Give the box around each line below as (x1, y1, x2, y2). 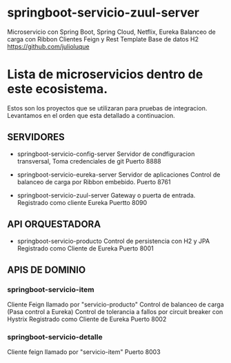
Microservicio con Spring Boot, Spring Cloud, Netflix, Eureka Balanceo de (7, 28, 216, 36)
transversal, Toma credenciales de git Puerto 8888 (17, 157, 162, 165)
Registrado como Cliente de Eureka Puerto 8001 (17, 244, 154, 253)
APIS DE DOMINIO (7, 264, 86, 275)
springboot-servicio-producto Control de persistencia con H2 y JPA (17, 237, 210, 245)
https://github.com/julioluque (7, 42, 90, 50)
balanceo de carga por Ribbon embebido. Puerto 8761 (17, 177, 171, 186)
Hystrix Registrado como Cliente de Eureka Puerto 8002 (7, 315, 167, 324)
